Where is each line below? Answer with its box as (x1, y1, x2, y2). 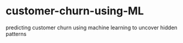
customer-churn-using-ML (5, 4, 144, 18)
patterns (5, 30, 26, 37)
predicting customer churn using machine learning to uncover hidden (5, 24, 178, 31)
